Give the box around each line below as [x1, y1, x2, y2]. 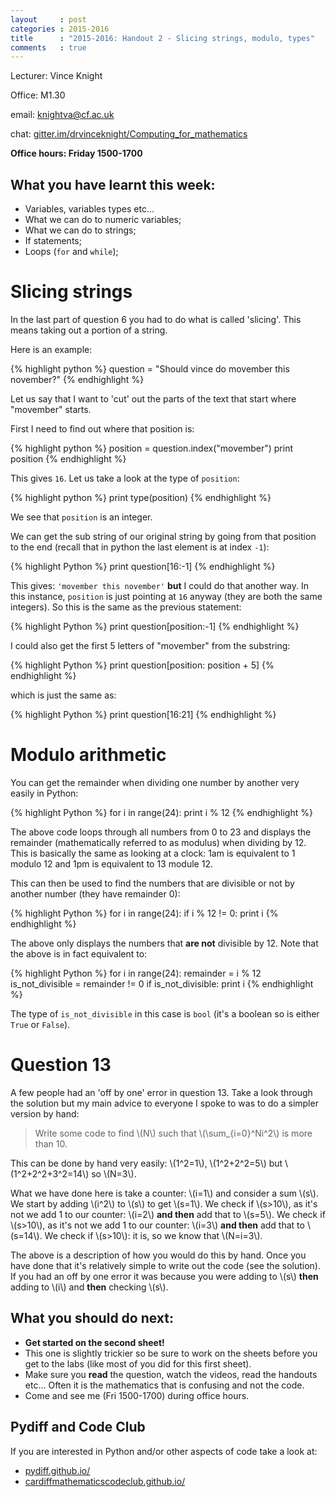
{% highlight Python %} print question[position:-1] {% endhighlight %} [10, 621, 300, 632]
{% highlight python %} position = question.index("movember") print [10, 442, 293, 454]
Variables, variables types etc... [24, 203, 155, 215]
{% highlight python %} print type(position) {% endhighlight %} [10, 492, 272, 503]
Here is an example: [10, 344, 93, 355]
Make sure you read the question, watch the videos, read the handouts [24, 1368, 318, 1380]
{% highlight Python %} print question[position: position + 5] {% [10, 659, 275, 671]
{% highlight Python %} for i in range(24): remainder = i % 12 [10, 967, 262, 979]
